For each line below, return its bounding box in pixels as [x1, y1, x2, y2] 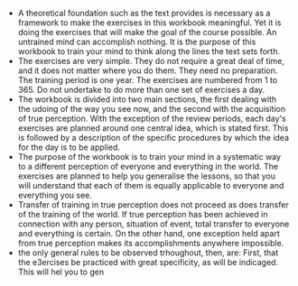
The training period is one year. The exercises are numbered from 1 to [17, 75, 278, 85]
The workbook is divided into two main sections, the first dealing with [17, 94, 277, 105]
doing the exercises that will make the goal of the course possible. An [17, 27, 277, 37]
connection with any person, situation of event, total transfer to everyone [17, 218, 290, 229]
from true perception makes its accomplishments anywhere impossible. [17, 238, 284, 248]
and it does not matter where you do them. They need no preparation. [17, 65, 278, 76]
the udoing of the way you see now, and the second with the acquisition [17, 104, 286, 114]
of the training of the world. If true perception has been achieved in [17, 209, 268, 219]
